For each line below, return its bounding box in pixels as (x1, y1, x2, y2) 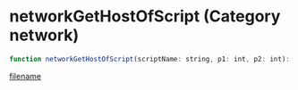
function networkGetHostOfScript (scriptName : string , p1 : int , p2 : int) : (9, 54, 291, 63)
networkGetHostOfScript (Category (9, 6, 281, 27)
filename (9, 70, 42, 81)
